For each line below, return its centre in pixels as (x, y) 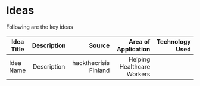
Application (134, 49)
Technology (174, 41)
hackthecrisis (91, 63)
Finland (99, 70)
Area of (140, 41)
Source (99, 45)
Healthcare (135, 66)
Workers (138, 74)
